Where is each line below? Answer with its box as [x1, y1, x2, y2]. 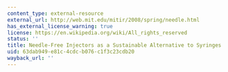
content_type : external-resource [7, 10, 104, 17]
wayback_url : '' [7, 55, 54, 62]
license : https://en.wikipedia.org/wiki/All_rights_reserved [7, 29, 188, 36]
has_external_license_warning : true [7, 23, 113, 29]
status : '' [7, 36, 39, 43]
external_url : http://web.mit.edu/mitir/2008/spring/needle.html [7, 16, 200, 23]
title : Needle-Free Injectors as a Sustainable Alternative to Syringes [7, 42, 222, 49]
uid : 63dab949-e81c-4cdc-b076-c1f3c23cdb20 [7, 49, 135, 56]
